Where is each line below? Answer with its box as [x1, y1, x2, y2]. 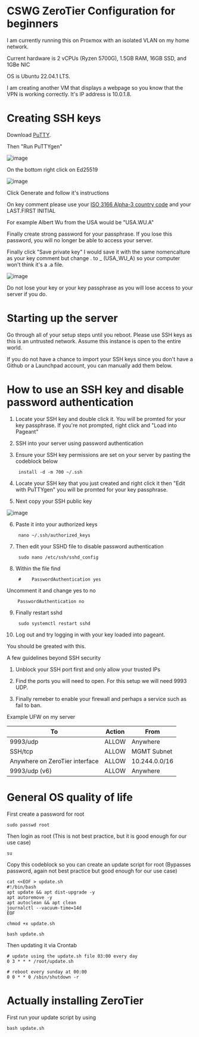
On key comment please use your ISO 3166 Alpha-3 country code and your [7, 200, 191, 208]
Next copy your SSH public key [15, 498, 92, 505]
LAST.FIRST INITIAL [7, 207, 56, 214]
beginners [7, 17, 59, 30]
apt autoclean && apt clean [7, 899, 77, 905]
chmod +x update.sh [7, 920, 55, 926]
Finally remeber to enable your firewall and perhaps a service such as [15, 695, 187, 702]
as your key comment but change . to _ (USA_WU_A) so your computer [7, 254, 181, 261]
